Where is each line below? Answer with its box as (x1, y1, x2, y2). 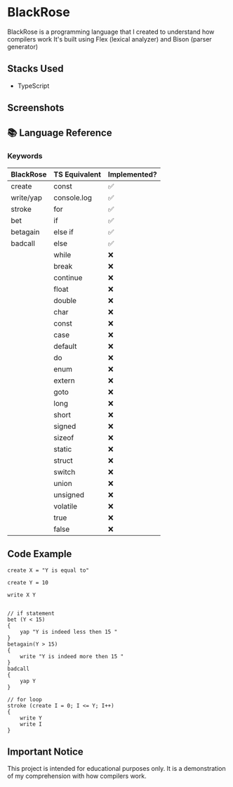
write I (20, 720, 42, 728)
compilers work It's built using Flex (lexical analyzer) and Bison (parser (7, 34, 212, 43)
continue (53, 272, 83, 282)
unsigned (53, 490, 85, 499)
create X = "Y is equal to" (7, 567, 90, 574)
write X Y (7, 591, 36, 599)
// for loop (7, 696, 42, 703)
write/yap (11, 193, 43, 203)
